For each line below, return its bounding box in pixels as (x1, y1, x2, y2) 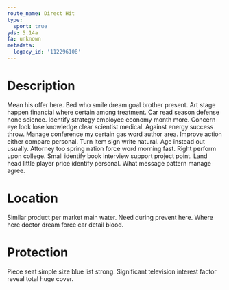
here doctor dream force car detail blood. (7, 221, 124, 229)
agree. (7, 166, 25, 175)
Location (7, 190, 58, 206)
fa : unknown (7, 36, 41, 43)
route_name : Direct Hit (7, 10, 75, 17)
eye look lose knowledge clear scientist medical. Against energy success (7, 122, 214, 131)
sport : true (13, 23, 48, 30)
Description (7, 78, 75, 93)
